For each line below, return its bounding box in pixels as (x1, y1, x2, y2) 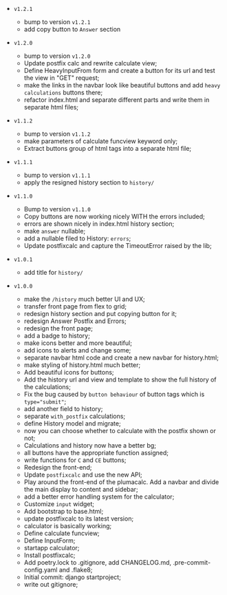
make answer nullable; (23, 227, 86, 235)
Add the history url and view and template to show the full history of (23, 375, 217, 384)
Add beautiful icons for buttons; (23, 368, 115, 376)
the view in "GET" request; (23, 74, 100, 82)
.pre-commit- (173, 559, 211, 566)
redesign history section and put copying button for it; (23, 310, 177, 317)
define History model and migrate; (23, 419, 122, 428)
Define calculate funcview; (23, 529, 100, 537)
